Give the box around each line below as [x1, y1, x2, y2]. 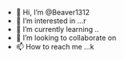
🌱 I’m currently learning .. [15, 25, 99, 33]
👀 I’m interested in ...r [15, 16, 86, 26]
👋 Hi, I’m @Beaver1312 [15, 8, 90, 17]
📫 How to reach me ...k [15, 42, 94, 51]
